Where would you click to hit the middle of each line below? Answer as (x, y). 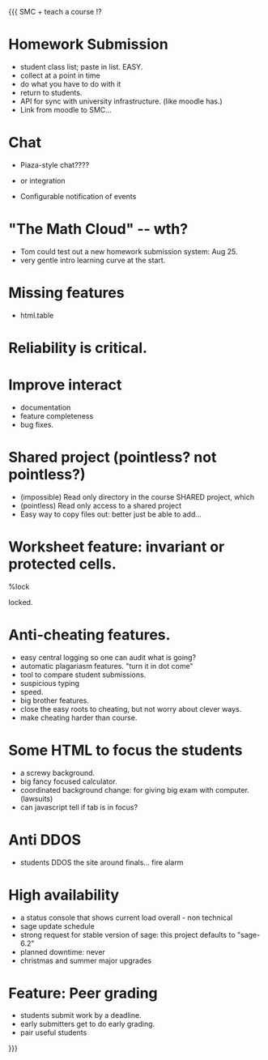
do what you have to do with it (70, 83)
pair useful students (53, 1032)
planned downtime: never (62, 951)
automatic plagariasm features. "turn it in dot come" (106, 666)
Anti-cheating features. (89, 634)
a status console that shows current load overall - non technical (126, 917)
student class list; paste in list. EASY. (81, 66)
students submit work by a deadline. (81, 1015)
